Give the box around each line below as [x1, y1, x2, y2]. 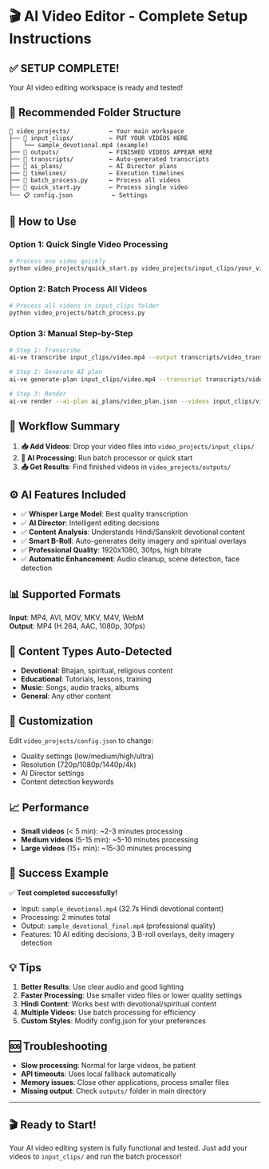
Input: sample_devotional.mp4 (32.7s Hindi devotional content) [20, 903, 224, 914]
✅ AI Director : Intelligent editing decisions [20, 518, 160, 528]
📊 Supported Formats [9, 587, 121, 601]
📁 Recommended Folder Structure [9, 106, 182, 119]
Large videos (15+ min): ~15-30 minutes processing [20, 843, 192, 853]
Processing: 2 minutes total [20, 912, 111, 922]
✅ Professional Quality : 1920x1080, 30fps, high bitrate [20, 545, 202, 555]
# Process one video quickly [9, 257, 106, 265]
